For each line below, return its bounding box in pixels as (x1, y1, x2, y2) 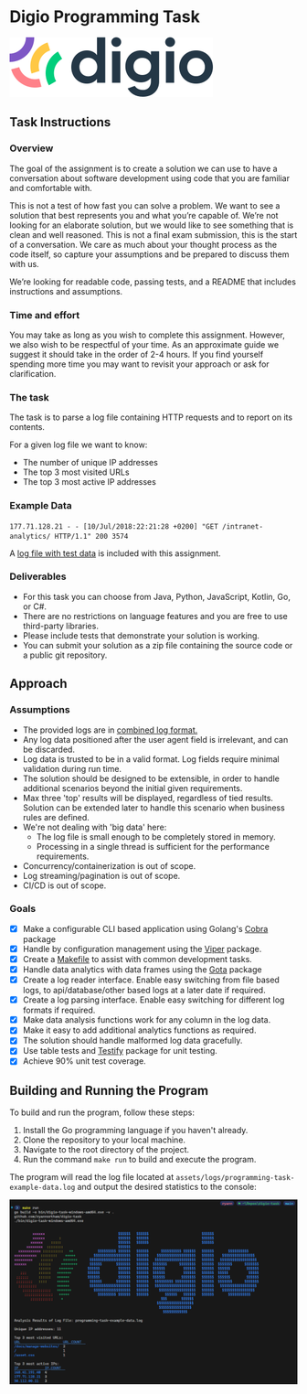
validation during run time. (22, 763, 122, 774)
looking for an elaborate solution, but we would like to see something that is (9, 220, 294, 231)
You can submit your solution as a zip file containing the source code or (22, 639, 293, 650)
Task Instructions (9, 114, 111, 130)
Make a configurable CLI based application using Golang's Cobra (22, 923, 269, 934)
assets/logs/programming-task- (175, 1174, 295, 1183)
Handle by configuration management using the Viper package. (22, 943, 262, 954)
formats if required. (22, 1004, 96, 1016)
